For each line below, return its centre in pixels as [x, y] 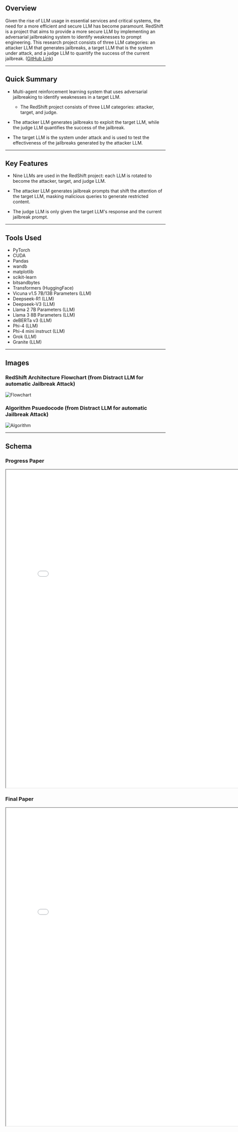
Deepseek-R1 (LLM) [33, 299]
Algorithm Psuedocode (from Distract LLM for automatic [76, 408]
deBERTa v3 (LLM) [32, 321]
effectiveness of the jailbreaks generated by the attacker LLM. [78, 143]
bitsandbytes [26, 282]
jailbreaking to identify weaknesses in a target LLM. [67, 97]
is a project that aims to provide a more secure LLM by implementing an [80, 31]
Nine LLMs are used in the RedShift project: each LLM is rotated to [82, 176]
